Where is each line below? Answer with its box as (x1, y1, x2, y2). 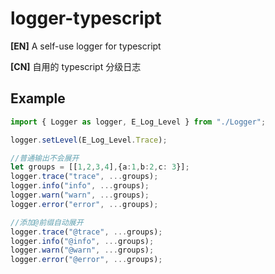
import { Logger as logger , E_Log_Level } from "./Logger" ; (10, 117, 267, 127)
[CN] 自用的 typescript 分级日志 (10, 60, 142, 72)
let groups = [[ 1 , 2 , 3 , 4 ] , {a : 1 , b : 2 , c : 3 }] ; (10, 162, 190, 172)
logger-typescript (10, 7, 162, 30)
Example (10, 90, 66, 107)
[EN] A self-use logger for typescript (10, 40, 162, 52)
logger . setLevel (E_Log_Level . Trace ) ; (10, 135, 168, 145)
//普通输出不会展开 (10, 153, 80, 163)
